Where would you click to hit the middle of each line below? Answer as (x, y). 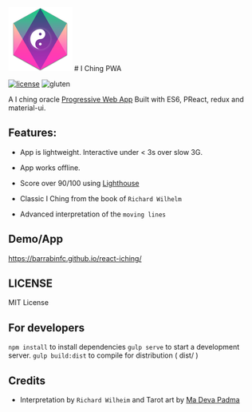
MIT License (29, 303)
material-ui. (27, 108)
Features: (33, 133)
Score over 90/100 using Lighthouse (79, 183)
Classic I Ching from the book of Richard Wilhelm (100, 198)
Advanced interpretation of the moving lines (93, 214)
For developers (47, 328)
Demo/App (36, 239)
